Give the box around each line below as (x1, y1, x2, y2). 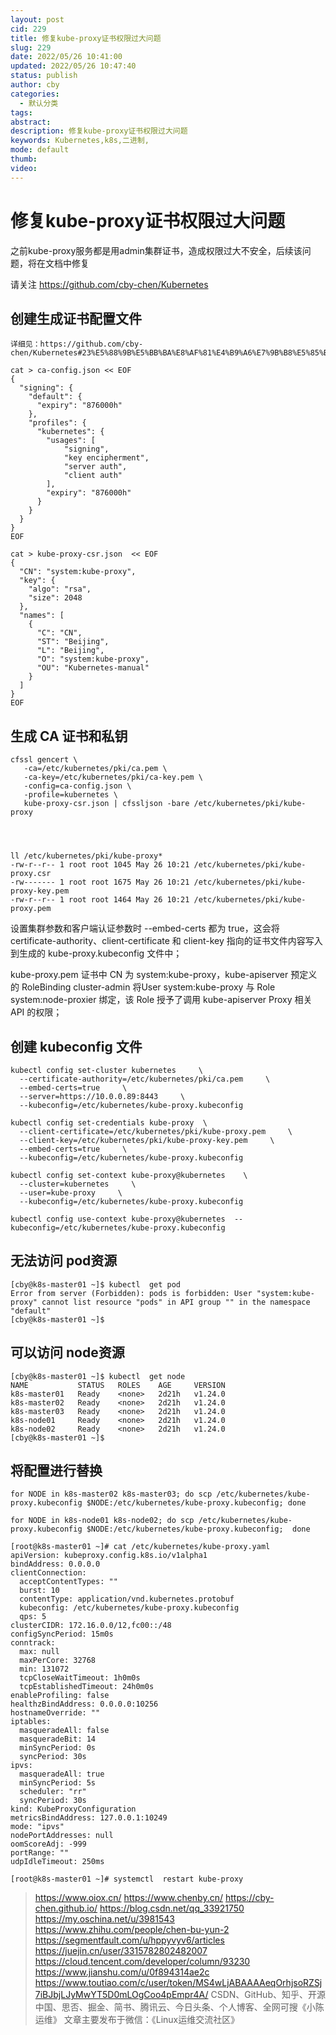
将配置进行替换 (10, 1462, 103, 1480)
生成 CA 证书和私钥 (10, 727, 128, 745)
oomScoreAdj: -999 (10, 1839, 87, 1850)
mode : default (10, 145, 70, 155)
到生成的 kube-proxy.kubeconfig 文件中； (10, 947, 183, 960)
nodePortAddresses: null (10, 1831, 114, 1841)
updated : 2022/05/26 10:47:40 (10, 61, 137, 71)
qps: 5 (19, 1612, 47, 1622)
